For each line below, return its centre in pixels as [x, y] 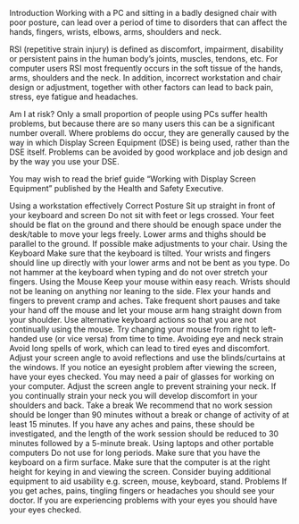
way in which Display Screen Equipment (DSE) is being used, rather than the [149, 143]
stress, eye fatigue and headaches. [74, 97]
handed [23, 338]
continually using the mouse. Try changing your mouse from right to [134, 329]
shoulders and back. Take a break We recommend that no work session [141, 405]
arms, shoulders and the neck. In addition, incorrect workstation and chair [145, 78]
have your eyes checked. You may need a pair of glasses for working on [142, 376]
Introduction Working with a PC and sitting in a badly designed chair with [143, 13]
